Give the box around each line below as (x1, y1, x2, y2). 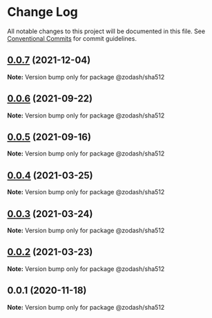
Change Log (7, 4, 78, 20)
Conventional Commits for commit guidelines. (7, 34, 137, 42)
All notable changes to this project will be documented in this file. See (7, 27, 206, 35)
